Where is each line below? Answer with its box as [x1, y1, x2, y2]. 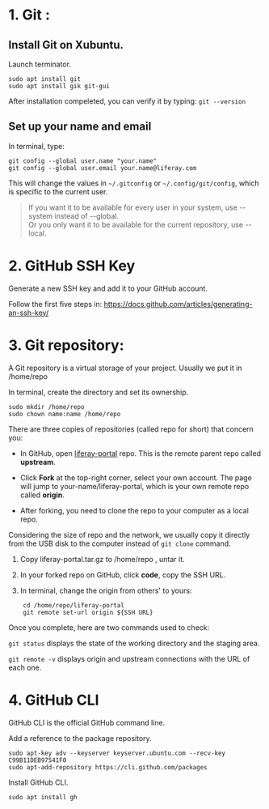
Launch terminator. [8, 59, 71, 69]
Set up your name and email [8, 120, 152, 134]
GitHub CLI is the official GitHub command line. [8, 717, 166, 727]
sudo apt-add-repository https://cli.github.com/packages [8, 763, 208, 771]
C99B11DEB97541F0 [8, 756, 67, 764]
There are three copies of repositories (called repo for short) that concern [8, 424, 254, 434]
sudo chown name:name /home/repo [8, 410, 121, 418]
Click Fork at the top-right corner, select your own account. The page [19, 472, 252, 483]
